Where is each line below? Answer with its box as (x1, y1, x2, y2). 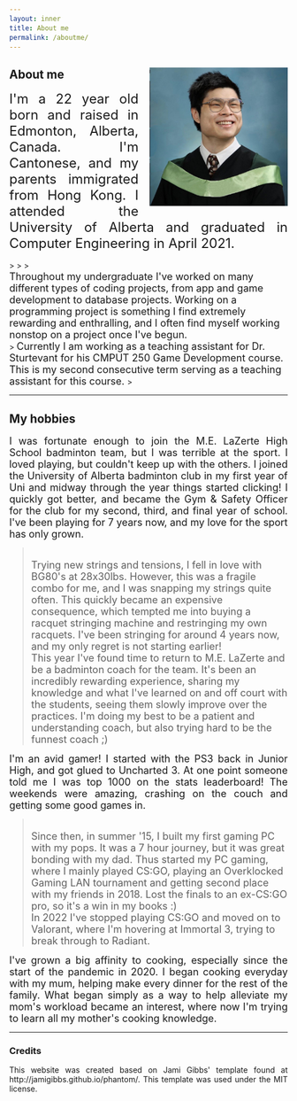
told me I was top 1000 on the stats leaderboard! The (9, 776, 288, 788)
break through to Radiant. (30, 934, 150, 947)
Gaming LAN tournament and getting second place (30, 877, 270, 889)
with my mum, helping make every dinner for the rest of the (9, 977, 288, 989)
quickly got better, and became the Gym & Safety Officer (9, 492, 288, 505)
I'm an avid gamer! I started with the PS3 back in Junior (9, 753, 288, 765)
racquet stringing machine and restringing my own (30, 616, 268, 629)
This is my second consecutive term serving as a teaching (9, 363, 282, 376)
